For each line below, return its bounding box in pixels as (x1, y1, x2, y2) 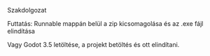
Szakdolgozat (7, 6, 47, 14)
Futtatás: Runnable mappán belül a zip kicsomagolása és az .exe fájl (7, 20, 204, 27)
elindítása (7, 27, 35, 35)
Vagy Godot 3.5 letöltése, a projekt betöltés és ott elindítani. (7, 41, 180, 48)
